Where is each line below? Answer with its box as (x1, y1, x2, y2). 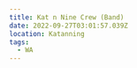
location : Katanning (9, 29, 86, 38)
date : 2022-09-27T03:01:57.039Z (9, 21, 128, 30)
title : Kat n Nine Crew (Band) (9, 12, 125, 22)
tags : (9, 37, 29, 47)
